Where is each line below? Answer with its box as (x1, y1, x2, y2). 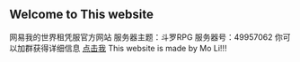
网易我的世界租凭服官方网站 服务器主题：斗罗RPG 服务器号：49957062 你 (9, 31, 283, 43)
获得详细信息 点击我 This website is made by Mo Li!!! (32, 43, 227, 53)
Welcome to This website (9, 7, 154, 22)
